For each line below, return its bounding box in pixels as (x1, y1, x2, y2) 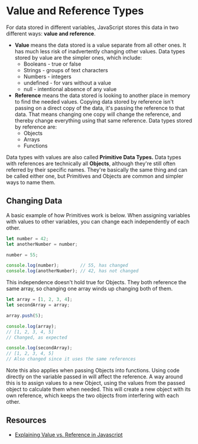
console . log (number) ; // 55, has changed (6, 262, 128, 269)
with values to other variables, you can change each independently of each (6, 218, 190, 225)
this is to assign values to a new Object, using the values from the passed (6, 379, 185, 386)
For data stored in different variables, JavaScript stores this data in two (6, 24, 179, 31)
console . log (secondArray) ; (6, 345, 73, 351)
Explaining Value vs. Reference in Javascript (14, 431, 123, 438)
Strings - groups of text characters (23, 66, 108, 73)
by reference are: (14, 123, 57, 130)
